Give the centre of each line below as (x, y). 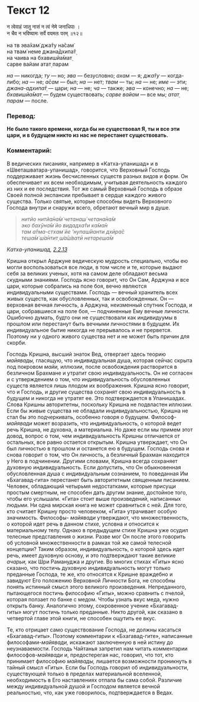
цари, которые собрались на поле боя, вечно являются (77, 286)
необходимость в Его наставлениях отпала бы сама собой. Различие (94, 680)
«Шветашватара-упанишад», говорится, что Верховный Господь (88, 170)
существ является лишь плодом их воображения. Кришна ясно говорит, (98, 385)
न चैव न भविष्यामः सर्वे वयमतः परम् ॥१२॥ (45, 33)
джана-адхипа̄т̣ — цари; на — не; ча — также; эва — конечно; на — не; (98, 88)
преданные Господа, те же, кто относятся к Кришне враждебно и (90, 574)
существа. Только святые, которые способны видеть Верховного (89, 201)
